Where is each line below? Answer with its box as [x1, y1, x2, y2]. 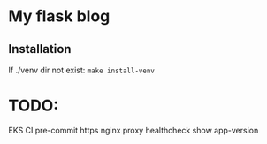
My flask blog [8, 6, 111, 27]
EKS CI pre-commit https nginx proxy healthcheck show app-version [8, 125, 259, 135]
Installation [8, 42, 72, 57]
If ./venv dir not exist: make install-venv [8, 64, 156, 75]
